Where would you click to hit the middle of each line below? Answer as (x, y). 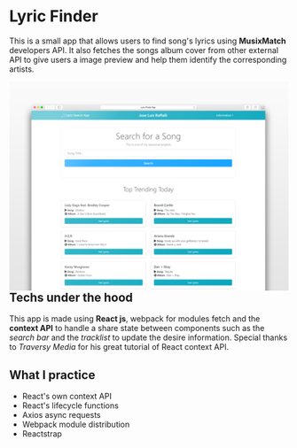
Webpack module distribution (76, 425)
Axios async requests (61, 415)
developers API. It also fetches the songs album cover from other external (144, 50)
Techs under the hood (71, 297)
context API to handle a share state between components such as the (137, 328)
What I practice (52, 375)
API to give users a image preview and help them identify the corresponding (148, 59)
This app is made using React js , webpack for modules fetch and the (135, 319)
